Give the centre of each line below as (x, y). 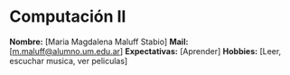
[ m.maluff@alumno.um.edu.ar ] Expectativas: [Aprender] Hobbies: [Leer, (145, 51)
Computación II (68, 17)
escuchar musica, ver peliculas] (69, 61)
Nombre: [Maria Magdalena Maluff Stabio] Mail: (99, 42)
